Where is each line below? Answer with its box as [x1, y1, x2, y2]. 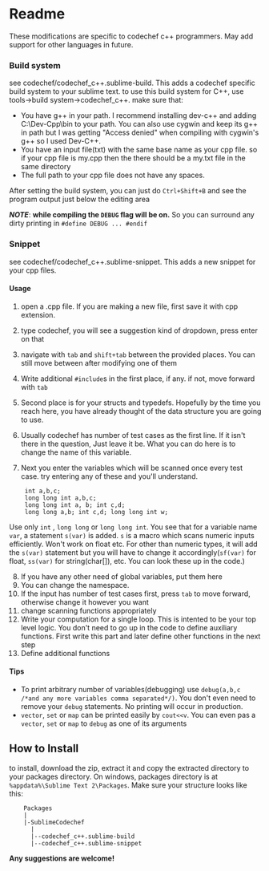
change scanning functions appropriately [20, 606, 157, 615]
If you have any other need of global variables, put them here [20, 571, 223, 581]
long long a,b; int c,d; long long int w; [24, 508, 169, 516]
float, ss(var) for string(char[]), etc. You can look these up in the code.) [9, 556, 245, 565]
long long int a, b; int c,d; [24, 500, 126, 509]
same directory [20, 162, 71, 172]
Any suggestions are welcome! [9, 853, 115, 863]
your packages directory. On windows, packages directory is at [9, 772, 219, 781]
